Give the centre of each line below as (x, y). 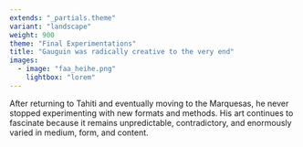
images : (24, 60)
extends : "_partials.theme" (63, 18)
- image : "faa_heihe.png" (67, 69)
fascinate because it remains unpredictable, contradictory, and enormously (151, 122)
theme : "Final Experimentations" (73, 43)
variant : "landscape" (51, 26)
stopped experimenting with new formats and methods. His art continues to (151, 113)
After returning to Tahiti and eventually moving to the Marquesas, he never (149, 103)
